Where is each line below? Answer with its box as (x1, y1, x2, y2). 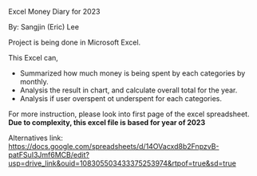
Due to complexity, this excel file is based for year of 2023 (8, 118, 206, 127)
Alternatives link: (8, 133, 64, 143)
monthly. (19, 77, 49, 86)
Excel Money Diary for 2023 (8, 7, 101, 16)
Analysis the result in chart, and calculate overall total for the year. (19, 85, 238, 95)
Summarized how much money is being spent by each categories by (19, 68, 246, 78)
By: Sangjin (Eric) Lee (8, 22, 80, 31)
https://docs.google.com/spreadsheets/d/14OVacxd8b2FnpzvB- (8, 142, 219, 151)
